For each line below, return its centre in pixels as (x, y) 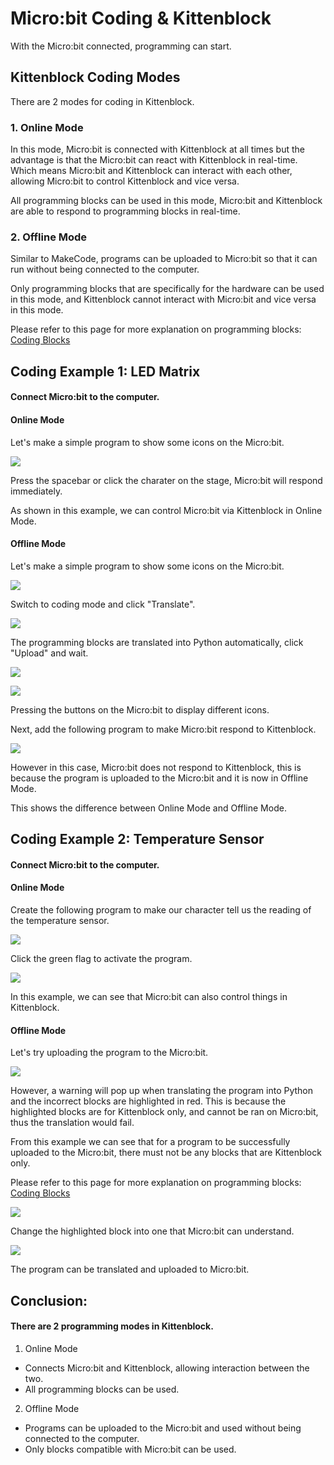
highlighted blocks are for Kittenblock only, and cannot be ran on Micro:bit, (164, 1112)
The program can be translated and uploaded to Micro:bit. (130, 1269)
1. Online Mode (47, 127)
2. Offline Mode (49, 237)
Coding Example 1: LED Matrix (105, 371)
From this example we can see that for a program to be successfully (150, 1142)
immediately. (36, 491)
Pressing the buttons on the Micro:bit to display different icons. (140, 709)
